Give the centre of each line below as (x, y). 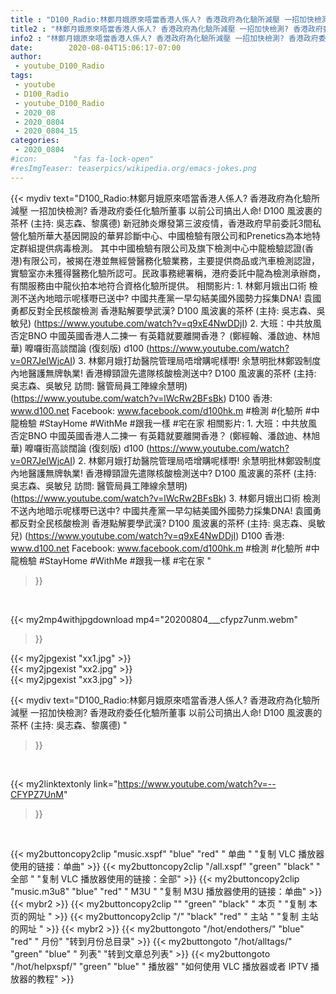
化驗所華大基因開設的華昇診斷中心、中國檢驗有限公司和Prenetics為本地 (165, 235)
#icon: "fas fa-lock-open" (82, 159)
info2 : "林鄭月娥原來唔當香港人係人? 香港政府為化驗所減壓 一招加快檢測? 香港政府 (164, 38)
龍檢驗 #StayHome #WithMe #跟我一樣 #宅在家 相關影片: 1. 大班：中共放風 (164, 423)
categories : (35, 141)
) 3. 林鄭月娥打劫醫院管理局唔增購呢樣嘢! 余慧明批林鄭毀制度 (197, 360)
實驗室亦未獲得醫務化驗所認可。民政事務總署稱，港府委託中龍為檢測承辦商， (168, 273)
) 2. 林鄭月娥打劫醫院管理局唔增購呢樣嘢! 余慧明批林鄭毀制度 (197, 460)
